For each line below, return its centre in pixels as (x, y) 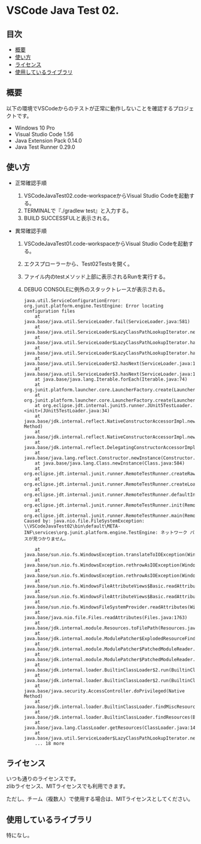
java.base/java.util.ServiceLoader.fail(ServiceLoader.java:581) (107, 321)
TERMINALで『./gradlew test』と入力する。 (78, 210)
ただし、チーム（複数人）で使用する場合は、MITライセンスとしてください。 (100, 799)
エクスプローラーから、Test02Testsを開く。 (78, 264)
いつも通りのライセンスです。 (43, 779)
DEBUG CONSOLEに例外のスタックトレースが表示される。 (96, 289)
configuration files (49, 311)
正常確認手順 (31, 183)
